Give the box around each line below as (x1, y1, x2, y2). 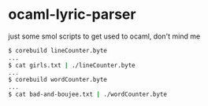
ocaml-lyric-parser (8, 5, 136, 24)
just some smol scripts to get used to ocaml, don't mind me (8, 31, 201, 41)
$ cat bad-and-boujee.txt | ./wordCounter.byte (8, 90, 168, 99)
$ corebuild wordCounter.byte (8, 76, 108, 84)
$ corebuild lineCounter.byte (8, 46, 108, 54)
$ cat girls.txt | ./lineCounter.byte (8, 61, 136, 69)
